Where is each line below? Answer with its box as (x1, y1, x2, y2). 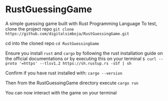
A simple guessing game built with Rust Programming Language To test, (5, 20, 157, 27)
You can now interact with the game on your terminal (5, 89, 117, 95)
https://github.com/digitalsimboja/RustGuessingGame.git (5, 31, 130, 36)
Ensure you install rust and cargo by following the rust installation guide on (5, 50, 163, 56)
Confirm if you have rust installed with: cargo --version (5, 70, 123, 76)
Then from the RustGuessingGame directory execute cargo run (5, 80, 139, 86)
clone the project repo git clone (5, 26, 74, 32)
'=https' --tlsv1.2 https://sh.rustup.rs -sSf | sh (18, 61, 132, 66)
